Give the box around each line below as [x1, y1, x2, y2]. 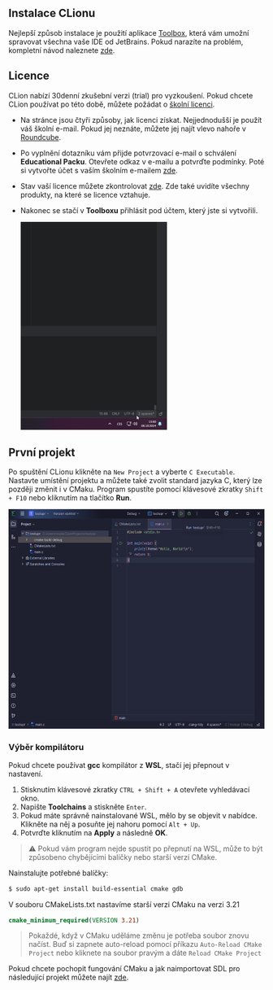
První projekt [8, 446, 76, 460]
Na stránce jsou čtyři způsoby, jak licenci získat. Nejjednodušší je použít [19, 115, 262, 124]
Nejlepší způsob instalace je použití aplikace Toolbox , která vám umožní [8, 28, 249, 37]
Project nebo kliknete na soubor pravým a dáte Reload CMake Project [28, 948, 262, 958]
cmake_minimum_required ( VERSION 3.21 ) [8, 916, 140, 924]
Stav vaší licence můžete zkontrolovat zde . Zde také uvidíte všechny [19, 181, 250, 190]
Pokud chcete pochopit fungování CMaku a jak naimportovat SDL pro [8, 964, 240, 974]
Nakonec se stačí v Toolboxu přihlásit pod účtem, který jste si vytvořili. [19, 205, 258, 215]
